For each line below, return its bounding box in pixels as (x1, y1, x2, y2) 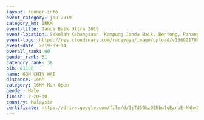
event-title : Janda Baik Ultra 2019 (6, 25, 99, 32)
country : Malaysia (6, 99, 53, 105)
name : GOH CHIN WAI (6, 71, 56, 77)
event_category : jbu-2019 (6, 15, 72, 21)
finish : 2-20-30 (6, 93, 47, 99)
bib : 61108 (6, 65, 34, 72)
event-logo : (6, 37, 36, 43)
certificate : (6, 104, 39, 111)
